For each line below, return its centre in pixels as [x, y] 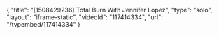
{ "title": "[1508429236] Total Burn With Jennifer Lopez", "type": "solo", [109, 10]
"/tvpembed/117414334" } [44, 24]
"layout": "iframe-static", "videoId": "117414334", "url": [85, 17]
